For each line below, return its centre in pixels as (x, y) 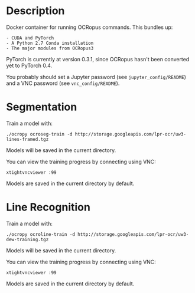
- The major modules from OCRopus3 (50, 48)
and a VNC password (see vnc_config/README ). (63, 83)
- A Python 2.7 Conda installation (50, 43)
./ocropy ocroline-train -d (41, 234)
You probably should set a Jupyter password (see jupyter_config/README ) (96, 77)
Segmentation (42, 107)
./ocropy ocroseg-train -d (39, 134)
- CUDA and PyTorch (30, 38)
